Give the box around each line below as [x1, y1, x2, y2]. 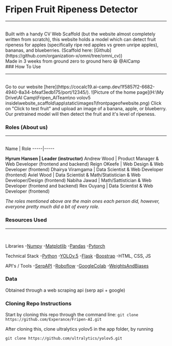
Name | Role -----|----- [5, 146, 55, 152]
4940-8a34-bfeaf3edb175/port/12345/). [5, 89, 91, 95]
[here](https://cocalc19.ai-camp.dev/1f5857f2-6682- [44, 84, 155, 90]
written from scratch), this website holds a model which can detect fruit [5, 36, 156, 42]
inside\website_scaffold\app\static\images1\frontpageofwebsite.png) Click [5, 100, 162, 106]
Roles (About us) [5, 124, 48, 131]
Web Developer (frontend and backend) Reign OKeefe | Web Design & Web [5, 161, 164, 167]
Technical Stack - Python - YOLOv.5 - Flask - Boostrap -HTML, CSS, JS [5, 253, 151, 259]
